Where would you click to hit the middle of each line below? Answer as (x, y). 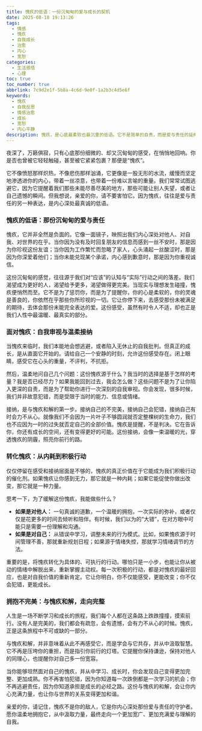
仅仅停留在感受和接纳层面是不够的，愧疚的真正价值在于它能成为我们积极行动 (101, 470)
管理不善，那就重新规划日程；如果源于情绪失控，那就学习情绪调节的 (105, 541)
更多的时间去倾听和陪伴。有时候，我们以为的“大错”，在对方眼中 (110, 519)
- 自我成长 (23, 40)
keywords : (19, 96)
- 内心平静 (23, 129)
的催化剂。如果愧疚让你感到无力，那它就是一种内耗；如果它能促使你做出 (96, 478)
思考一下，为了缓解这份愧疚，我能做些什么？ (62, 498)
